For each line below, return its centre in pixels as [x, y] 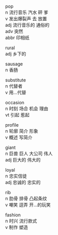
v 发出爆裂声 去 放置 [26, 18]
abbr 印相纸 [17, 37]
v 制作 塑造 [17, 227]
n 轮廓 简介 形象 [22, 131]
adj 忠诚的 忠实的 [23, 182]
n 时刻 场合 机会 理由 [27, 108]
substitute [16, 80]
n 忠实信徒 [16, 176]
